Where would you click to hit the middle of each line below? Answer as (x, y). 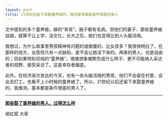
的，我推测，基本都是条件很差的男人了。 (47, 88)
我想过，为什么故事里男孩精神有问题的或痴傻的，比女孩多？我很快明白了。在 (84, 46)
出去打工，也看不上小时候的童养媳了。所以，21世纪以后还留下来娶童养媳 (80, 81)
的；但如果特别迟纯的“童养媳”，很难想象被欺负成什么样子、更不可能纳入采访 (84, 58)
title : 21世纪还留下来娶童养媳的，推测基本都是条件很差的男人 (62, 14)
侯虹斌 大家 (17, 114)
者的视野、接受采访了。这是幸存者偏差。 (47, 65)
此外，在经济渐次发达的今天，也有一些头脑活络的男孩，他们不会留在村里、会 (84, 75)
